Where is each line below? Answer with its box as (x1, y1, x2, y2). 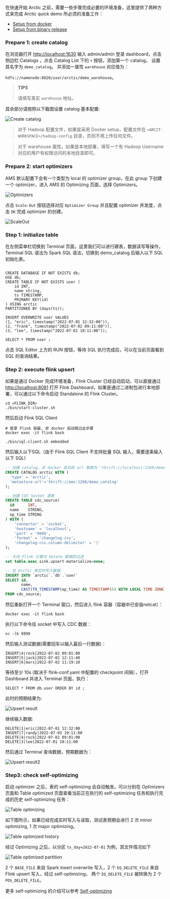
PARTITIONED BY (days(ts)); (5, 306, 65, 311)
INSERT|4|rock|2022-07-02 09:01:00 (5, 651, 80, 656)
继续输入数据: (5, 716, 34, 722)
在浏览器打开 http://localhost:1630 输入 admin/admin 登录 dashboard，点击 (5, 51, 162, 57)
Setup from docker (12, 21, 52, 27)
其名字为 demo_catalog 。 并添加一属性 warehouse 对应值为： (5, 64, 129, 70)
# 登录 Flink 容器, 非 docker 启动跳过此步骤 (5, 426, 94, 431)
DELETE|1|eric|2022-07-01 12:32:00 (5, 726, 80, 731)
